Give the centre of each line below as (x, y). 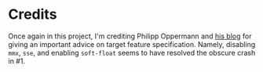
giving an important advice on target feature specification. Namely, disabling (132, 44)
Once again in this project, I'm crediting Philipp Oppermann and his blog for (130, 36)
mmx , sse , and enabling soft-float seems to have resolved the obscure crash (132, 52)
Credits (33, 14)
